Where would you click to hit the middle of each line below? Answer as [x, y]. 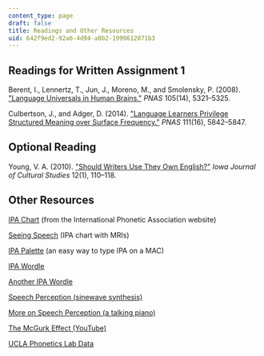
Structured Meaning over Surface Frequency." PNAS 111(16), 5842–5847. [127, 122]
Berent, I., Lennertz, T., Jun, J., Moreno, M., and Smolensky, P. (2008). [124, 90]
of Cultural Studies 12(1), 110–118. [62, 175]
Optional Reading [52, 148]
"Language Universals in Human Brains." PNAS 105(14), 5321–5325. [119, 98]
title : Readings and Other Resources [71, 30]
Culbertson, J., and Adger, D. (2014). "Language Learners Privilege [118, 114]
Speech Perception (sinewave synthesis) [76, 297]
